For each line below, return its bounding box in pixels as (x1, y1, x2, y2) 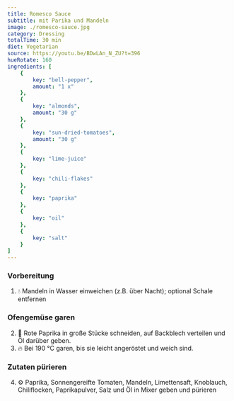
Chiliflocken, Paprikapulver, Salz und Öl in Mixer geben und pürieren (17, 385, 217, 394)
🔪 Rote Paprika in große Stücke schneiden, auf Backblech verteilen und (17, 329, 226, 337)
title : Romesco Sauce (7, 10, 71, 18)
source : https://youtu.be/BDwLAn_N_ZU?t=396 (7, 50, 141, 57)
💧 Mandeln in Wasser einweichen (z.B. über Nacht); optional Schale (17, 287, 213, 295)
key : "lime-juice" (33, 155, 87, 163)
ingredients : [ (7, 63, 52, 70)
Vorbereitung (7, 271, 54, 281)
